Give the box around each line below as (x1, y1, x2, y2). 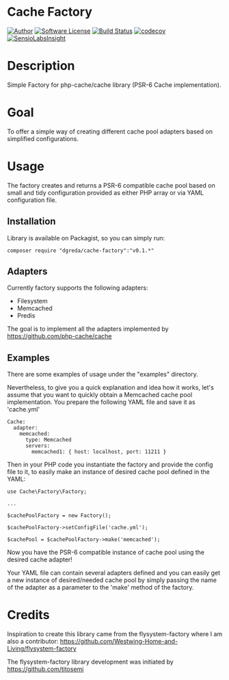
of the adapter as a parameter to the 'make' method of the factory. (7, 583, 194, 592)
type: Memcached (25, 436, 72, 444)
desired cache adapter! (7, 555, 73, 564)
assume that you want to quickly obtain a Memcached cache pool (7, 391, 193, 399)
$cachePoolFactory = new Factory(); (7, 512, 111, 519)
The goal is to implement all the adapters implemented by (7, 325, 169, 333)
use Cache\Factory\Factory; (7, 488, 87, 495)
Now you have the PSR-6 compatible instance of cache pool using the (7, 549, 205, 557)
